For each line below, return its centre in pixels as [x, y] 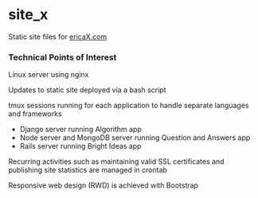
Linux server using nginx [49, 75]
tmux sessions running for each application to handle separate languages [129, 106]
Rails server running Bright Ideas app [80, 146]
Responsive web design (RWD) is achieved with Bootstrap [104, 185]
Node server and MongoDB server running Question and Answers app [135, 138]
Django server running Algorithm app [80, 130]
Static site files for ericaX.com [58, 37]
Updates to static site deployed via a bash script [87, 90]
